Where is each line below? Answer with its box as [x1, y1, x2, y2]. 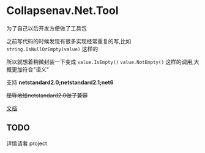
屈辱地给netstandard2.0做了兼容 [6, 91, 88, 99]
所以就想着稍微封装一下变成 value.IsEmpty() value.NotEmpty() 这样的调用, [6, 58, 194, 65]
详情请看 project [6, 140, 48, 147]
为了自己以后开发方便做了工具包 [6, 24, 87, 32]
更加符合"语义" [11, 65, 50, 73]
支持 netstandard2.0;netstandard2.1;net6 [6, 79, 114, 86]
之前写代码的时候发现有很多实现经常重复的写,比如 [6, 37, 132, 44]
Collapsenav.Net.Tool [6, 4, 119, 18]
